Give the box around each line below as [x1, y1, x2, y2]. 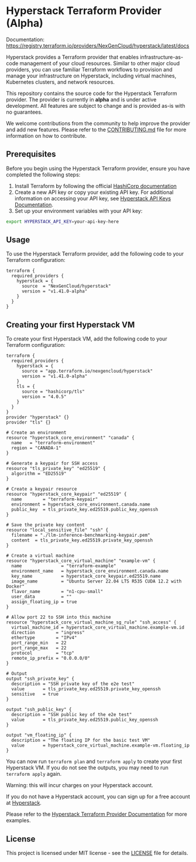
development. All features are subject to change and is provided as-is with [6, 102, 185, 109]
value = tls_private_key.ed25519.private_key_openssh [11, 686, 161, 692]
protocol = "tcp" [11, 650, 75, 656]
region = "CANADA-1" [11, 445, 61, 451]
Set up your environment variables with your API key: [14, 207, 143, 214]
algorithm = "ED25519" [11, 471, 67, 477]
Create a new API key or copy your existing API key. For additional [14, 189, 174, 196]
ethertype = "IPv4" [11, 635, 77, 641]
